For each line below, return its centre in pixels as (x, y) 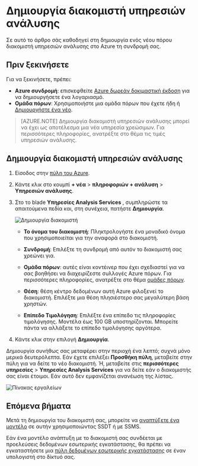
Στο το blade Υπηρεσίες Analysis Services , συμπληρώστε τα (91, 202)
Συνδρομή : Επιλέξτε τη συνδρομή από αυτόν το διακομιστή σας (103, 249)
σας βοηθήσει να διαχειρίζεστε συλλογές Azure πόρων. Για (98, 273)
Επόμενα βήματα (39, 406)
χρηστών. (35, 304)
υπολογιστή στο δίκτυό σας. (41, 457)
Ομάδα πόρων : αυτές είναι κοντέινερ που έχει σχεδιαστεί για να (104, 267)
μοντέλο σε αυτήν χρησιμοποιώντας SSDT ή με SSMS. (74, 427)
